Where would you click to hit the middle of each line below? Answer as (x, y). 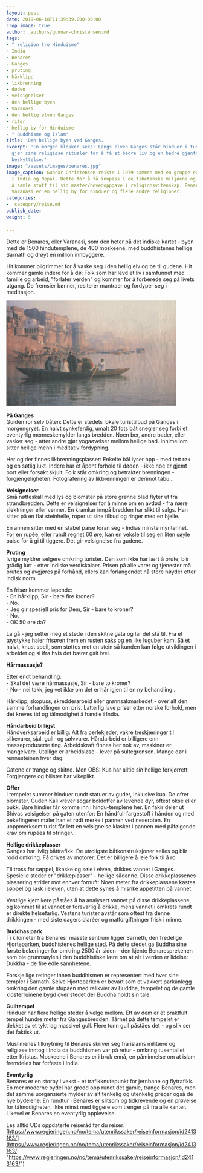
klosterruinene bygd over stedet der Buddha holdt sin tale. (79, 994)
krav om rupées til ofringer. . (41, 833)
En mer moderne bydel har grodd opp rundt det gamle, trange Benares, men (101, 1088)
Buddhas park (24, 931)
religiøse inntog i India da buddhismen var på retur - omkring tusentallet (95, 1050)
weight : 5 (19, 217)
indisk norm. (22, 578)
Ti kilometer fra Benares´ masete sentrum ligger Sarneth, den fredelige (94, 937)
